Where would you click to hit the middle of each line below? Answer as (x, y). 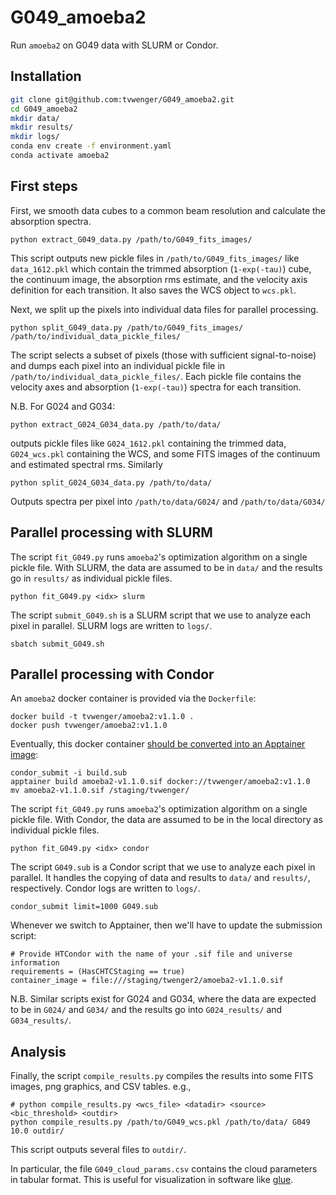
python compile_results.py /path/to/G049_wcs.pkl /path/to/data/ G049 (160, 1122)
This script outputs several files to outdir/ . (98, 1150)
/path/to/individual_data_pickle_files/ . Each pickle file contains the (156, 376)
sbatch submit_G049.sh (57, 644)
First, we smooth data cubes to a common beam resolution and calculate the (168, 210)
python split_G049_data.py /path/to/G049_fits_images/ (127, 327)
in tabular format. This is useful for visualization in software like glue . (152, 1180)
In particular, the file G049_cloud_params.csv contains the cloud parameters (164, 1169)
